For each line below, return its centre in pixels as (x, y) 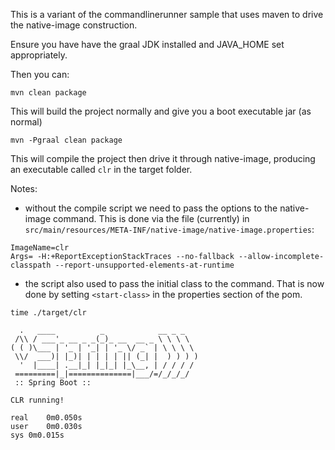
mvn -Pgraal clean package (66, 140)
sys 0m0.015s (37, 435)
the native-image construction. (74, 25)
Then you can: (40, 74)
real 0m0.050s (46, 418)
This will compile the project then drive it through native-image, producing (163, 158)
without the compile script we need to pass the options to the (151, 208)
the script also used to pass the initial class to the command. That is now (174, 283)
